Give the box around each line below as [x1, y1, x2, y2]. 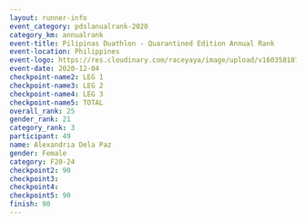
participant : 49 [9, 132, 71, 141]
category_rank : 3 [9, 124, 76, 133]
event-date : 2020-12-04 [9, 65, 100, 74]
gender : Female [9, 148, 67, 157]
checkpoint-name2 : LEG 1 [9, 73, 104, 82]
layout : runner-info [9, 13, 88, 23]
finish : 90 [9, 199, 51, 209]
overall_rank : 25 [9, 106, 76, 116]
